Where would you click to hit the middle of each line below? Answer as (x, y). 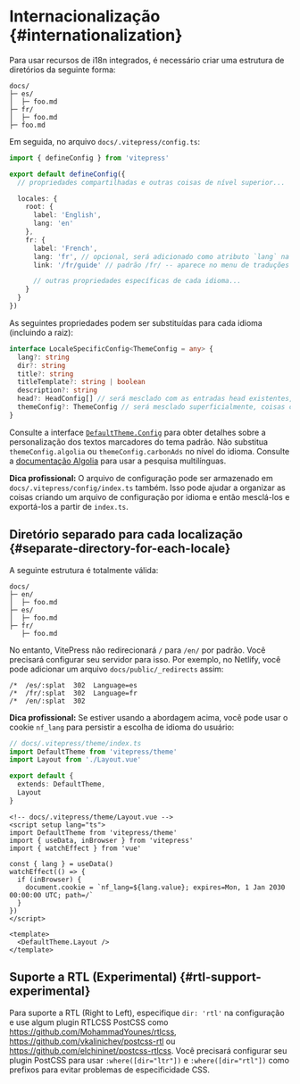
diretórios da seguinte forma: (62, 70)
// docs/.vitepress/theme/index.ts (75, 743)
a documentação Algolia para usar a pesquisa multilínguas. (118, 461)
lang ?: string (43, 357)
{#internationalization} (96, 35)
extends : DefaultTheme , (61, 784)
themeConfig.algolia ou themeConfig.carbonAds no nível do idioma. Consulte (150, 451)
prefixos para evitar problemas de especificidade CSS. (110, 1070)
